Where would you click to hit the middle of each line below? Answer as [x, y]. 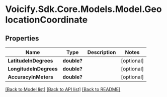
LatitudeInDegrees [30, 61]
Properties [22, 38]
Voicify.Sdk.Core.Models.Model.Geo [83, 9]
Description [102, 52]
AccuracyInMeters [31, 77]
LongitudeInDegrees [33, 69]
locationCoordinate [47, 20]
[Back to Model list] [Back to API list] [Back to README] [63, 89]
